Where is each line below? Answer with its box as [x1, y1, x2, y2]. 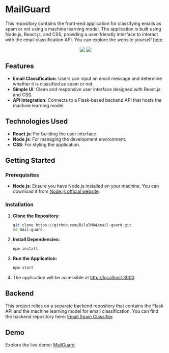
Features [5, 62, 34, 71]
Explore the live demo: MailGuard [5, 342, 75, 348]
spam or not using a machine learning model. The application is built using [5, 25, 161, 32]
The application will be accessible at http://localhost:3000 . [12, 275, 136, 281]
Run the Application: [12, 255, 58, 261]
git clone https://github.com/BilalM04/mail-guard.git [12, 222, 132, 227]
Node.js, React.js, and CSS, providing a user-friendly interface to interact [5, 31, 158, 37]
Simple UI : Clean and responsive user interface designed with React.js [12, 86, 161, 92]
